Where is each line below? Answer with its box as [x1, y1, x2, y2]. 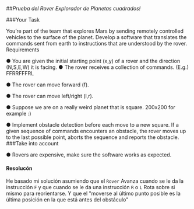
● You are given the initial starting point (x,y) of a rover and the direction [6, 58, 181, 64]
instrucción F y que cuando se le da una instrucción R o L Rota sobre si [6, 184, 175, 191]
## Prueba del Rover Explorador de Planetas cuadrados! [6, 5, 141, 12]
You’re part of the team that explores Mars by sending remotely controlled [6, 27, 184, 34]
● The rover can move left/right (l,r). [6, 93, 94, 99]
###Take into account [6, 140, 59, 147]
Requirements [6, 46, 40, 53]
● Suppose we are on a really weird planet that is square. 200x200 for [6, 104, 176, 110]
